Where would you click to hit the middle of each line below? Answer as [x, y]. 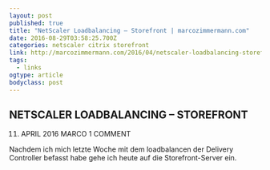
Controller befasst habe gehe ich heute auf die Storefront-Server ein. [123, 158]
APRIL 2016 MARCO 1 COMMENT [76, 134]
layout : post [31, 16]
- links [29, 68]
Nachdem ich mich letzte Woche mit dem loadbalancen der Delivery [121, 149]
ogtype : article [36, 75]
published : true [36, 23]
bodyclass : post [36, 82]
